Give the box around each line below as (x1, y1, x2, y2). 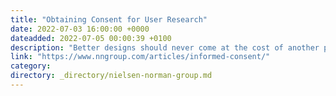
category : (10, 61, 52, 71)
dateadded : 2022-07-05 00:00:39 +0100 (10, 33, 172, 43)
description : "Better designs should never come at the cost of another (10, 42, 320, 53)
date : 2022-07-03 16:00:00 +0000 (10, 24, 150, 34)
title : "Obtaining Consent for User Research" (10, 14, 208, 25)
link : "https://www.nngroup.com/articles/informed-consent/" (10, 52, 271, 62)
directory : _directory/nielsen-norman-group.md (10, 71, 213, 81)
